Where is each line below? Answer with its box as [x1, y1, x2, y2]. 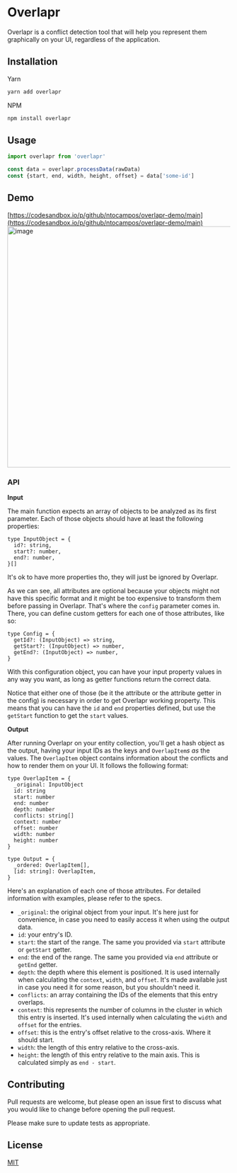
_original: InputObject [13, 782, 83, 789]
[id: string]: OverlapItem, [13, 868, 97, 875]
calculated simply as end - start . [17, 1058, 116, 1067]
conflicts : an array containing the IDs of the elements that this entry [17, 990, 218, 999]
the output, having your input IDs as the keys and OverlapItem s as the [7, 746, 210, 755]
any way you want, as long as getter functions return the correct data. [7, 675, 212, 684]
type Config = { [7, 631, 55, 638]
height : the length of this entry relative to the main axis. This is [17, 1051, 200, 1059]
